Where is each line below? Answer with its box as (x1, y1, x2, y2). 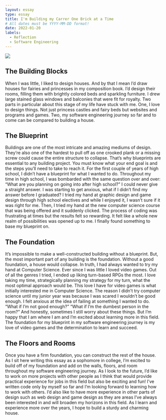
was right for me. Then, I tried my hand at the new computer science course (5, 203, 160, 209)
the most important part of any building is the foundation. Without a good (5, 256, 154, 262)
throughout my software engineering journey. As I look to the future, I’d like (5, 368, 158, 374)
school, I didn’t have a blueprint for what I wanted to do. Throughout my (5, 171, 152, 177)
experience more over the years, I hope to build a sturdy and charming (5, 405, 149, 411)
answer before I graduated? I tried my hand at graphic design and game (5, 192, 152, 198)
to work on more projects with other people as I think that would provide (5, 373, 152, 379)
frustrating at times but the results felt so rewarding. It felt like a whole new (5, 213, 158, 219)
